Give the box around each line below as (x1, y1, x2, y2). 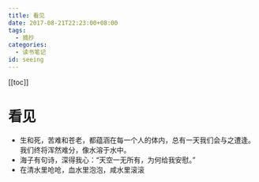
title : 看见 (8, 11, 45, 20)
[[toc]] (8, 77, 29, 87)
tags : (8, 26, 26, 34)
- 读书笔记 (15, 48, 47, 56)
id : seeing (8, 56, 44, 64)
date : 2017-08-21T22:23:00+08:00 (8, 19, 118, 27)
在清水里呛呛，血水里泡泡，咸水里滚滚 (19, 165, 145, 174)
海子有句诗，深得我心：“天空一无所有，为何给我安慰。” (19, 155, 196, 165)
